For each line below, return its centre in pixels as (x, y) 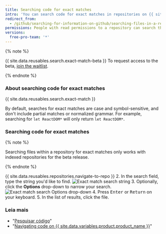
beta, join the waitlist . (27, 66)
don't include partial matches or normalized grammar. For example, (73, 114)
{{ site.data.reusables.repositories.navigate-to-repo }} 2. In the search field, (82, 176)
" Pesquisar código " (32, 221)
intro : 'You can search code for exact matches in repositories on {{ (79, 14)
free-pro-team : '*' (30, 37)
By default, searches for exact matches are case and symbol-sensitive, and (82, 108)
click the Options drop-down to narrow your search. (58, 187)
